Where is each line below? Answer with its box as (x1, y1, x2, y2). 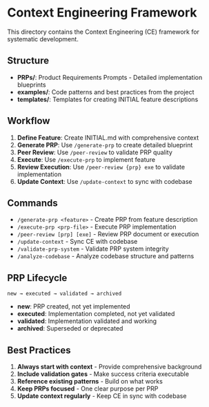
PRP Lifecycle (7, 272, 68, 284)
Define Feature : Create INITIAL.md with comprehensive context (17, 133, 199, 142)
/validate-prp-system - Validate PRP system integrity (17, 244, 169, 253)
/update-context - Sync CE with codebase (17, 238, 138, 246)
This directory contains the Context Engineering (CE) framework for (7, 28, 200, 36)
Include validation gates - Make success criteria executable (17, 370, 190, 378)
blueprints (17, 81, 46, 89)
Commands (7, 197, 59, 209)
